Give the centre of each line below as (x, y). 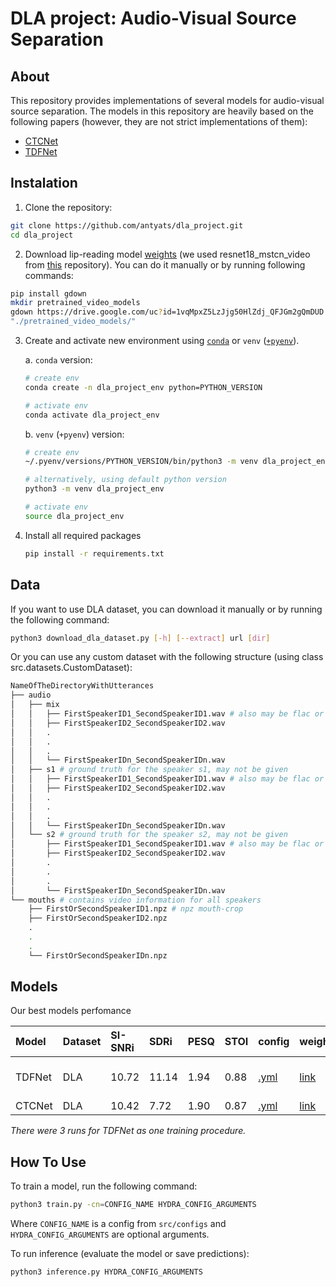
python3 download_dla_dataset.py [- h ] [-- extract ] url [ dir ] (140, 638)
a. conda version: (58, 360)
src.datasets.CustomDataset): (71, 668)
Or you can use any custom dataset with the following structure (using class (167, 657)
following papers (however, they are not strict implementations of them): (159, 121)
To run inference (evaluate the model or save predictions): (130, 1254)
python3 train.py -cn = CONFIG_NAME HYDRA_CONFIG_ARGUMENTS (133, 1205)
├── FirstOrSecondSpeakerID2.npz (98, 918)
